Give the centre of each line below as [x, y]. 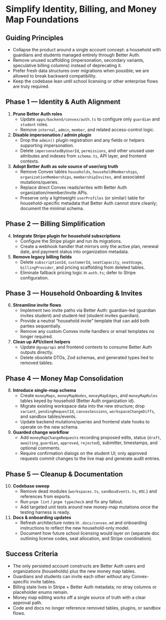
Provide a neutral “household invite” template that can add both [85, 321]
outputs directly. [37, 352]
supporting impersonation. [47, 145]
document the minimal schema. [52, 208]
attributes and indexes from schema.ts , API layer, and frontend [83, 156]
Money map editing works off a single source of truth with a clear [79, 597]
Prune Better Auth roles [37, 114]
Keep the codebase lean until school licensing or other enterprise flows [85, 81]
